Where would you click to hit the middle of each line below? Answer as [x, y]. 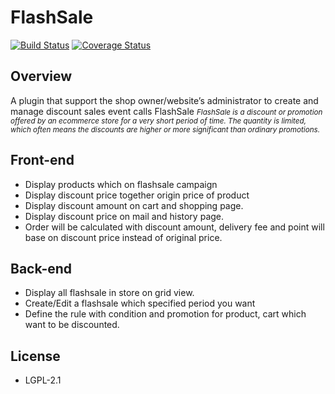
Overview [41, 76]
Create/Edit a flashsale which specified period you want [140, 303]
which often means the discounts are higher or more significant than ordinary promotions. [165, 129]
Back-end [41, 268]
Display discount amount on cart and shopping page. [134, 205]
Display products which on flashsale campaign [121, 184]
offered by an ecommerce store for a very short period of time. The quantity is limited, [158, 121]
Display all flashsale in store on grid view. [109, 293]
